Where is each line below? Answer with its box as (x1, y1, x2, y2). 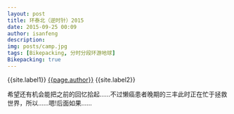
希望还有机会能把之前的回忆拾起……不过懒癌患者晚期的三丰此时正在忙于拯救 (7, 89, 228, 99)
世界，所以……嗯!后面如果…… (7, 99, 93, 107)
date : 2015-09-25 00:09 (7, 23, 77, 30)
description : (7, 37, 46, 44)
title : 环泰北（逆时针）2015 (7, 17, 84, 24)
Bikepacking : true (7, 56, 61, 63)
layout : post (7, 10, 46, 18)
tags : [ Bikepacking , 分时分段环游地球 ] (7, 50, 116, 57)
